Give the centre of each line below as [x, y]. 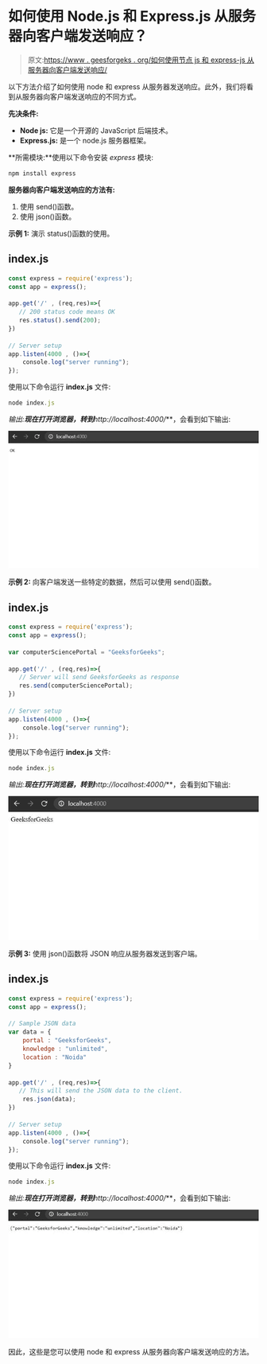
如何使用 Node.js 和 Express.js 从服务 [132, 16]
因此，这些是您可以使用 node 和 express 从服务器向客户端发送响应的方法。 [131, 1351]
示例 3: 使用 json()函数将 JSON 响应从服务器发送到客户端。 [105, 954]
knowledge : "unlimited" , [66, 1049]
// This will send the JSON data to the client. [101, 1091]
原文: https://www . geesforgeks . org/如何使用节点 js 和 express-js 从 [141, 60]
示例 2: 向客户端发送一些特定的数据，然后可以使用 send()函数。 [112, 582]
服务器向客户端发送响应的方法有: [62, 190]
